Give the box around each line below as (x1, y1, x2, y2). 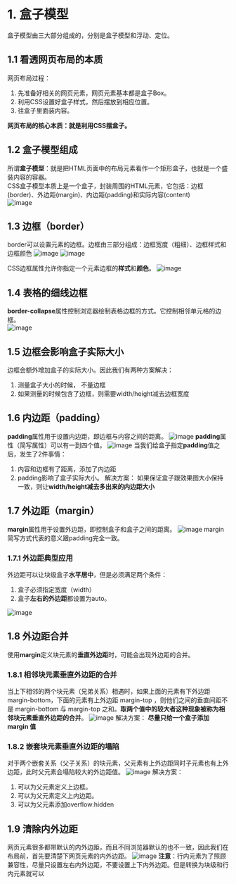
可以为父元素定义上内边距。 (17, 792, 98, 800)
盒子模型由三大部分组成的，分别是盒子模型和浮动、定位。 (7, 31, 173, 39)
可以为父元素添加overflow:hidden (17, 800, 114, 809)
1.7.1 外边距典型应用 (7, 553, 73, 563)
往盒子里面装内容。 (17, 106, 74, 115)
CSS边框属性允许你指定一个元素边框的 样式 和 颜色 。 (7, 264, 156, 273)
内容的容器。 (13, 173, 51, 181)
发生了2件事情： (19, 449, 67, 458)
